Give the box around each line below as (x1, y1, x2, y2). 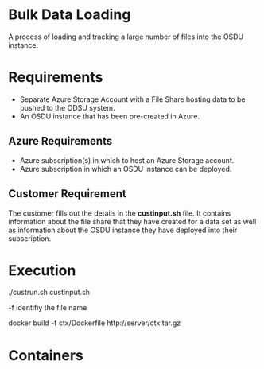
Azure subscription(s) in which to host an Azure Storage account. (19, 155, 235, 165)
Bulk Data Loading (8, 6, 131, 24)
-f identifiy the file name (8, 303, 87, 313)
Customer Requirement (8, 187, 126, 200)
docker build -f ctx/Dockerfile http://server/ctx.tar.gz (8, 318, 181, 328)
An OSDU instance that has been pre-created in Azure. (19, 111, 200, 121)
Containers (8, 346, 83, 364)
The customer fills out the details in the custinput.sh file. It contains (8, 208, 231, 218)
